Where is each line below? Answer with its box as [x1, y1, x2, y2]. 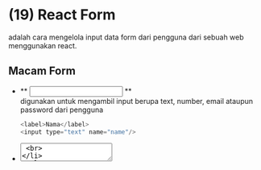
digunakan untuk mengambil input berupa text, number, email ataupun [19, 96, 254, 106]
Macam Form [8, 64, 77, 78]
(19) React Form [8, 6, 116, 24]
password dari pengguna [19, 105, 104, 114]
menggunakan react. [8, 40, 77, 50]
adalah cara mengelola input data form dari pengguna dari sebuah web [8, 32, 244, 42]
